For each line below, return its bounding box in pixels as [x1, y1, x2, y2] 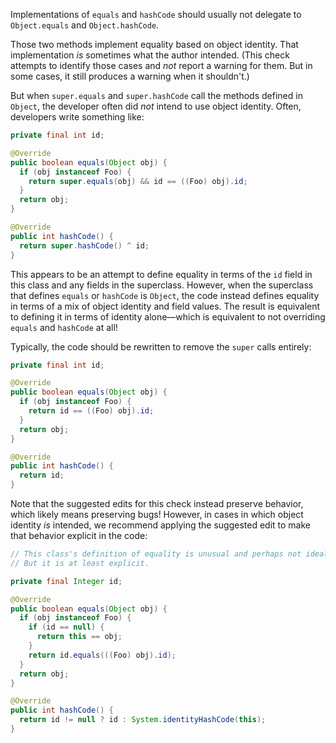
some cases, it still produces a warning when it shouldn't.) [10, 70, 250, 82]
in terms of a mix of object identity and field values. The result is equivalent [10, 300, 321, 312]
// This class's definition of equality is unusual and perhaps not [10, 549, 302, 559]
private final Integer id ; [10, 576, 123, 586]
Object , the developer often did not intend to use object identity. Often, [10, 100, 302, 112]
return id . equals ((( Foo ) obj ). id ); [28, 650, 177, 660]
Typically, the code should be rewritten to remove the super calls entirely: [10, 340, 312, 353]
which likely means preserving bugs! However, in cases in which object [10, 509, 304, 520]
